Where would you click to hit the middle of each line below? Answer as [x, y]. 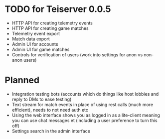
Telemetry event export [36, 33]
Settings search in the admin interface [51, 131]
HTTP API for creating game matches [50, 28]
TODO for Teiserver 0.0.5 [58, 9]
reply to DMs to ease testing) [42, 99]
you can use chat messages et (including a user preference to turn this [84, 120]
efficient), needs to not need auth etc [50, 110]
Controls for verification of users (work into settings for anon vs [77, 55]
